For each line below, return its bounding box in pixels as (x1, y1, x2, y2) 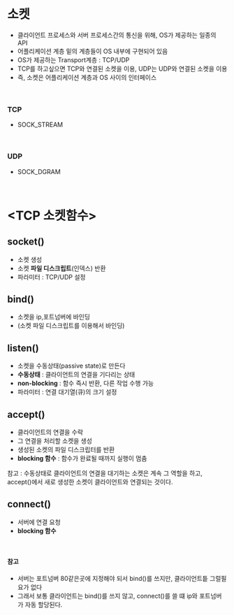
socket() (7, 236, 45, 248)
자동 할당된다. (24, 600, 63, 609)
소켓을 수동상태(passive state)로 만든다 (17, 361, 126, 370)
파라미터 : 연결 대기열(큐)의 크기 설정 (17, 388, 117, 396)
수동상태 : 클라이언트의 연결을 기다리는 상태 (17, 370, 136, 379)
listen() (7, 342, 40, 354)
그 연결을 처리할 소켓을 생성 (17, 436, 93, 444)
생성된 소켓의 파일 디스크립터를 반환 (17, 445, 115, 454)
